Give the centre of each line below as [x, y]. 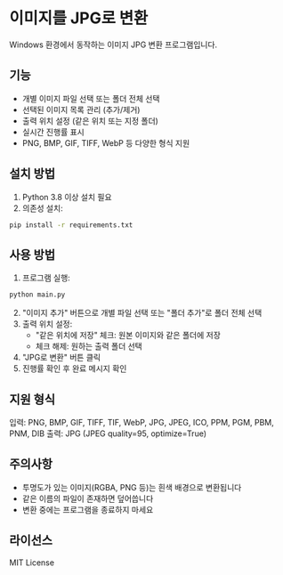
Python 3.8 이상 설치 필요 [67, 197]
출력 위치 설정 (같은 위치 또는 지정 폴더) [90, 120]
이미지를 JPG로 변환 [79, 18]
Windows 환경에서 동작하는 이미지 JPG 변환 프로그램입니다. [113, 45]
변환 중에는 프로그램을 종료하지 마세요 [88, 509]
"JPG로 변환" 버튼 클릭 [61, 358]
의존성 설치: [43, 208]
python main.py [37, 295]
